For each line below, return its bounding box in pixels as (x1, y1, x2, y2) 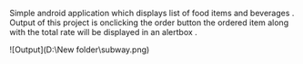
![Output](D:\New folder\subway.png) (9, 44, 150, 55)
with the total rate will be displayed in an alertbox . (9, 27, 197, 37)
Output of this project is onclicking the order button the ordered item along (9, 17, 289, 28)
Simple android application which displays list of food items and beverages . (9, 8, 295, 18)
